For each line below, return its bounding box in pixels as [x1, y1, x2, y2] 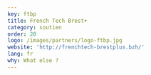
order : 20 [7, 30, 37, 38]
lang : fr [7, 51, 33, 58]
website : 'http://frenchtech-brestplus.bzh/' [7, 44, 145, 51]
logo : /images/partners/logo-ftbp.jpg [7, 37, 123, 44]
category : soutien [7, 24, 62, 31]
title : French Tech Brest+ [7, 17, 88, 24]
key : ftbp [7, 10, 37, 18]
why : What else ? [7, 57, 59, 64]
